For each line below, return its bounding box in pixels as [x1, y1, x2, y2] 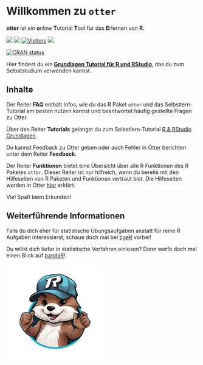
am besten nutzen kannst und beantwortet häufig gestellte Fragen [26, 107, 192, 114]
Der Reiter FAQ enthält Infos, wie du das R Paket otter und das [6, 100, 164, 108]
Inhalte [6, 85, 33, 95]
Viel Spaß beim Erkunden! [6, 193, 72, 200]
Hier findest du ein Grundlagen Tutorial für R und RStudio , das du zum [6, 60, 184, 68]
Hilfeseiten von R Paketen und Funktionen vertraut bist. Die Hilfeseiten [6, 175, 182, 182]
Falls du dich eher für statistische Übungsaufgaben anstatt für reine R [6, 227, 181, 234]
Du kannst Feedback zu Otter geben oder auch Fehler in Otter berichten [6, 144, 187, 151]
